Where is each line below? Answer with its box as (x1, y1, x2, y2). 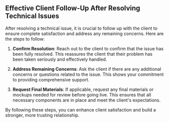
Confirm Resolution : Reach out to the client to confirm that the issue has (12, 45, 164, 52)
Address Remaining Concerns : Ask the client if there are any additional (12, 66, 161, 72)
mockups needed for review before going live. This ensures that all (12, 91, 151, 97)
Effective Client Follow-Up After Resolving (5, 4, 140, 13)
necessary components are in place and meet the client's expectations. (12, 97, 161, 103)
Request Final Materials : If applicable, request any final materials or (12, 86, 154, 92)
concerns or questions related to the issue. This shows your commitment (12, 71, 164, 77)
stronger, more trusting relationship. (5, 112, 79, 118)
